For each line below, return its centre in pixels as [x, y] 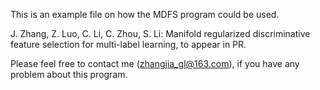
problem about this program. [69, 74]
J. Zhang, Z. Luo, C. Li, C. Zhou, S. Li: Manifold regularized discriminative [160, 33]
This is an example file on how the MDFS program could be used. [145, 14]
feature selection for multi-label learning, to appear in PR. [128, 44]
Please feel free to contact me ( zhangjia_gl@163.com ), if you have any [155, 63]
